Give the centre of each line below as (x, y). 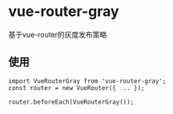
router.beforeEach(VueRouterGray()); (71, 102)
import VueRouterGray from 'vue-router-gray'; (87, 81)
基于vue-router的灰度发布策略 (58, 34)
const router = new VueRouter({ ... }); (77, 88)
